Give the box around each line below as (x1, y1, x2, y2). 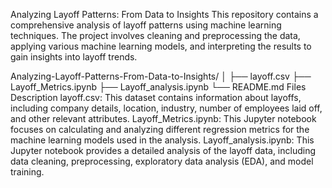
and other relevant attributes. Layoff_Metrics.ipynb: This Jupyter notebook (10, 113, 317, 124)
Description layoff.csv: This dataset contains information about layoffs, (10, 92, 302, 103)
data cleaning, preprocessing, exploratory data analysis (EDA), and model (10, 155, 314, 167)
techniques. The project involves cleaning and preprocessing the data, (10, 30, 301, 41)
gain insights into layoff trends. (10, 51, 138, 63)
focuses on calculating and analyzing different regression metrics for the (10, 124, 310, 135)
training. (10, 166, 45, 178)
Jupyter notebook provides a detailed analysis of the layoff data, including (10, 145, 317, 156)
